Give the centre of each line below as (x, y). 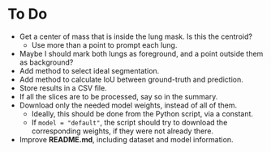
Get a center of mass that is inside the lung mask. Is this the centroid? (136, 36)
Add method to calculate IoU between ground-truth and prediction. (131, 79)
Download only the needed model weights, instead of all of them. (128, 105)
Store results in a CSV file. (63, 88)
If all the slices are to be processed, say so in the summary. (118, 96)
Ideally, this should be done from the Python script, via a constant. (142, 113)
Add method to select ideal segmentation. (89, 70)
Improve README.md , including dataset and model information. (126, 139)
